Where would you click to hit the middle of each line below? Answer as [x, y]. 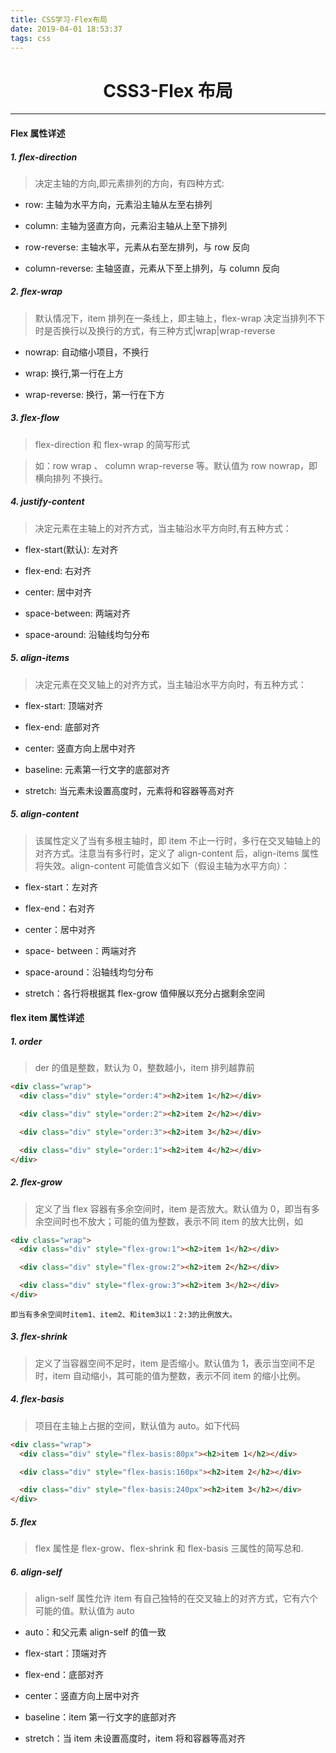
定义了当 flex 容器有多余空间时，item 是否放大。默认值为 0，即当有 [173, 1208]
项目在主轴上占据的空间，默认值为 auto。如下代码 [137, 1425]
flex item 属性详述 [47, 1018]
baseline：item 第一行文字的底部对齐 [100, 1717]
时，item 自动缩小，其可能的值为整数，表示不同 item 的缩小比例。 [170, 1375]
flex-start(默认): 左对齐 [71, 549]
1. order [26, 1041]
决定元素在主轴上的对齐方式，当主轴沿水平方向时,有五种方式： [163, 528]
